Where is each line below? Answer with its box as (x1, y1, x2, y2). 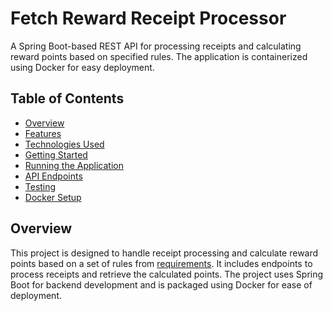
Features (24, 127, 62, 139)
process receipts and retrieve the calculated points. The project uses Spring (10, 268, 324, 280)
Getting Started (24, 148, 88, 161)
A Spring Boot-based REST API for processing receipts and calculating (10, 40, 302, 52)
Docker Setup (24, 191, 82, 203)
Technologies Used (24, 138, 105, 150)
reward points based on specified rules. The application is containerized (10, 50, 308, 62)
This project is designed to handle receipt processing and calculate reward (10, 247, 319, 259)
